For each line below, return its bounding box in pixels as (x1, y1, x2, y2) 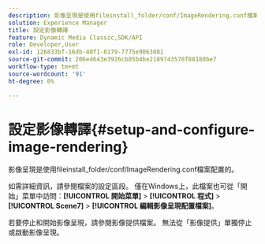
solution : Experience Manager (8, 19, 108, 27)
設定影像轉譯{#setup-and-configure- (8, 120, 256, 139)
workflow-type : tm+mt (8, 63, 80, 71)
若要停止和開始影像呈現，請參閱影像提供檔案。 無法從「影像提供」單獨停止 (8, 218, 252, 227)
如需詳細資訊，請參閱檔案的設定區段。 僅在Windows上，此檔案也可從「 (8, 182, 241, 191)
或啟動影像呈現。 (8, 227, 64, 237)
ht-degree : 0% (8, 77, 55, 85)
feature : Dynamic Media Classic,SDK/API (8, 33, 144, 42)
